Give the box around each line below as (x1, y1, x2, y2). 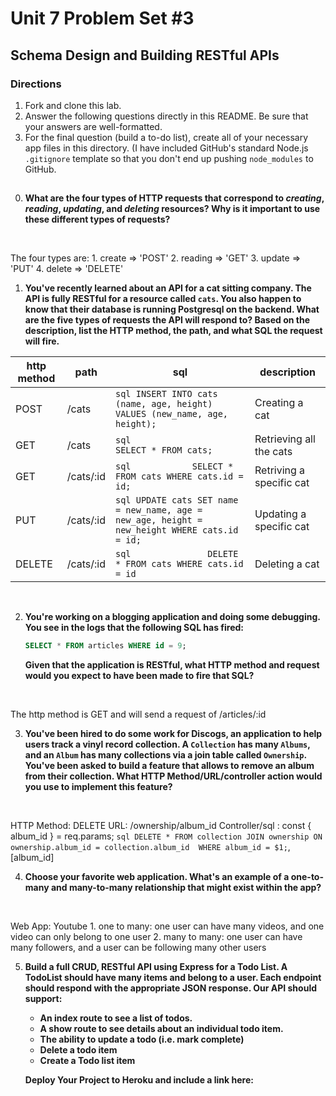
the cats (254, 445, 293, 459)
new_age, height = (114, 515, 203, 526)
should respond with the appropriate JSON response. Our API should (24, 982, 317, 994)
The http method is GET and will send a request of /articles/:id (10, 708, 267, 721)
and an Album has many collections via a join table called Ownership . (24, 749, 307, 761)
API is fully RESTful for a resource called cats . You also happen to (24, 293, 302, 305)
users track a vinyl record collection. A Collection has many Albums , (24, 738, 311, 751)
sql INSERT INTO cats (114, 388, 218, 400)
